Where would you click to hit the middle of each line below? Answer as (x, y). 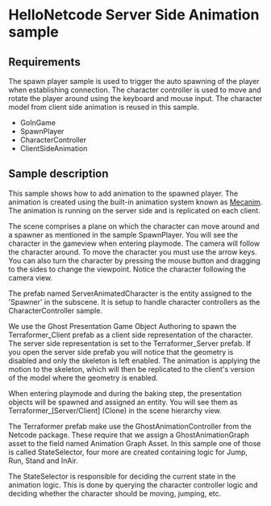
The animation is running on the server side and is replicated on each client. (134, 210)
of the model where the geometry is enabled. (83, 377)
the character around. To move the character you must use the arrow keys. (133, 251)
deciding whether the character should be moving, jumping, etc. (115, 493)
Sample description (58, 174)
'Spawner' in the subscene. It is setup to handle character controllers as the (134, 301)
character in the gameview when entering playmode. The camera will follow (134, 243)
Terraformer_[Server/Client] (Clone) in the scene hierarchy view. (115, 411)
